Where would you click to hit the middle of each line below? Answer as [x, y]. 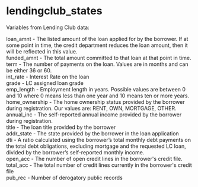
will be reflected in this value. [42, 51]
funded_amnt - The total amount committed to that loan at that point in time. [99, 58]
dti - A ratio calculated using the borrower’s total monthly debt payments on [99, 140]
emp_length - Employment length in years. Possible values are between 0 [96, 89]
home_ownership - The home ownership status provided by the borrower [95, 102]
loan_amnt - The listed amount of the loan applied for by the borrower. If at [97, 39]
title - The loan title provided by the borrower [61, 127]
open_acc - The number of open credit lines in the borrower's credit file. [94, 159]
